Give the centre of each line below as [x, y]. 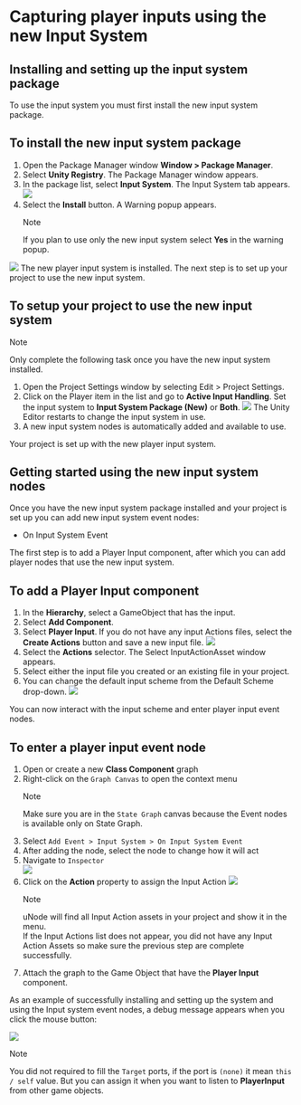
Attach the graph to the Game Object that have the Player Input [141, 973]
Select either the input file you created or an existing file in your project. [156, 672]
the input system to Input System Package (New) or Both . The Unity [156, 407]
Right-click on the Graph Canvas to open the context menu [130, 779]
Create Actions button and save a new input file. [113, 643]
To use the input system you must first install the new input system [134, 105]
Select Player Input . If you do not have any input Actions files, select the [157, 632]
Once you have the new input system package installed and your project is [148, 508]
